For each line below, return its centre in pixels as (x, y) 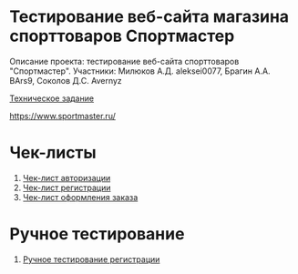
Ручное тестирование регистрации (91, 259)
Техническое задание (51, 98)
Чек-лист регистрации (67, 188)
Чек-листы (53, 153)
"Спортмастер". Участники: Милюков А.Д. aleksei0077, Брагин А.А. (140, 71)
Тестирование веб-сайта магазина (149, 17)
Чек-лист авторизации (67, 178)
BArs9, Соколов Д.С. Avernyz (66, 80)
